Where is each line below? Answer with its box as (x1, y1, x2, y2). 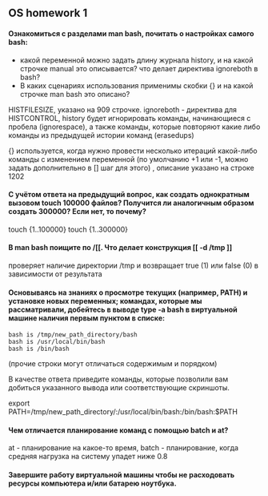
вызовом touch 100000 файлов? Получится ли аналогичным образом (8, 198, 254, 208)
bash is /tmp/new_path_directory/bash (8, 331, 138, 339)
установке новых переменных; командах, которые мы (8, 296, 202, 305)
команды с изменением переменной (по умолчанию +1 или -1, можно (8, 154, 249, 163)
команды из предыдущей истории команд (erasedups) (8, 130, 194, 139)
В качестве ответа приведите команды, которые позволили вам (8, 374, 229, 384)
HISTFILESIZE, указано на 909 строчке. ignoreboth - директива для (8, 104, 238, 115)
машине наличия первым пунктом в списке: (8, 313, 166, 323)
